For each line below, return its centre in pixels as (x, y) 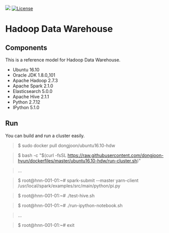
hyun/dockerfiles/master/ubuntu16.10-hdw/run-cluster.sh (77, 160)
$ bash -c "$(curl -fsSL (42, 155)
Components (26, 47)
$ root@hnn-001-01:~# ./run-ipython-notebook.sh (70, 205)
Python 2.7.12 (26, 102)
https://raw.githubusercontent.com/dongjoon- (116, 155)
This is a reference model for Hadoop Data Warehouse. (63, 60)
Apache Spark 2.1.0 (33, 86)
